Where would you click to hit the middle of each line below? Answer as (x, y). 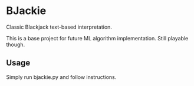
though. (16, 44)
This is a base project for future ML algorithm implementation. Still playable (97, 38)
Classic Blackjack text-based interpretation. (59, 27)
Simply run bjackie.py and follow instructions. (61, 77)
